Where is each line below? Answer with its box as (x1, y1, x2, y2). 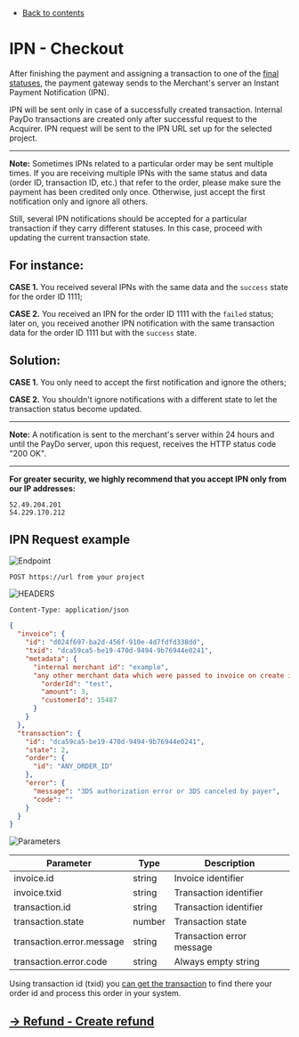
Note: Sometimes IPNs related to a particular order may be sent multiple (9, 158, 274, 168)
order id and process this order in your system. (9, 988, 182, 999)
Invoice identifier (174, 872, 245, 885)
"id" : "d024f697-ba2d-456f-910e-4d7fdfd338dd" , (25, 638, 205, 647)
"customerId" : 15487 (41, 696, 117, 705)
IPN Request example (9, 531, 131, 547)
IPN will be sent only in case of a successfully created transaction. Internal (9, 104, 283, 115)
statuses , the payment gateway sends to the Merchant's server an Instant (9, 77, 279, 88)
